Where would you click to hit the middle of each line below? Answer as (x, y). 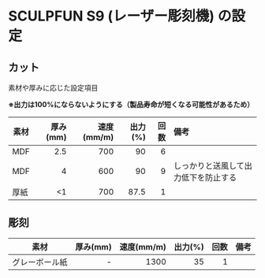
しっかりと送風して (209, 166)
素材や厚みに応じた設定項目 (53, 88)
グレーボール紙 (40, 262)
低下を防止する (209, 178)
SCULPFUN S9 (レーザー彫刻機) (112, 16)
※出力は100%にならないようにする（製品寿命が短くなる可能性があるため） (131, 104)
